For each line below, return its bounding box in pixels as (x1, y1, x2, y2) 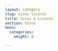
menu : (5, 25, 16, 30)
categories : (9, 30, 34, 34)
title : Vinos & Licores (5, 16, 54, 21)
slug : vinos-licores (5, 12, 47, 17)
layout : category (5, 7, 40, 12)
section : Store (5, 20, 36, 26)
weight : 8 (14, 34, 34, 39)
